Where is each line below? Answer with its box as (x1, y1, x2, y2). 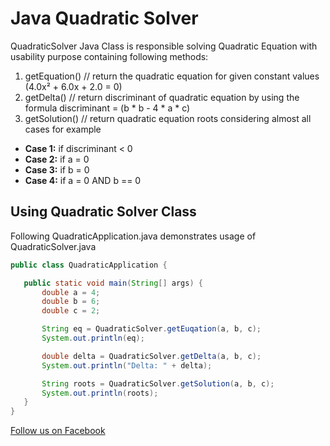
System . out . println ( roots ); (41, 388, 159, 398)
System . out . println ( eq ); (41, 333, 145, 343)
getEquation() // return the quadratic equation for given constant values (24, 70, 320, 82)
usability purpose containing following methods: (10, 50, 209, 62)
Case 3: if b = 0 (24, 163, 90, 176)
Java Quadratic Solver (10, 7, 199, 30)
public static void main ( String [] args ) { (23, 278, 203, 288)
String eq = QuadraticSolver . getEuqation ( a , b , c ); (41, 324, 262, 334)
